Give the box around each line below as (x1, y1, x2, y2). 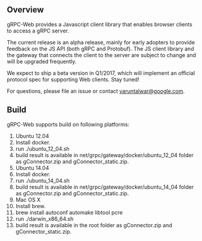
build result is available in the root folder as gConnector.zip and (15, 221, 173, 228)
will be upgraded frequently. (7, 58, 77, 65)
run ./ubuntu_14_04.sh (15, 177, 70, 184)
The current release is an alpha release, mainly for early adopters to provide (7, 38, 195, 46)
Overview (7, 5, 44, 15)
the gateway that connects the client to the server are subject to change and (7, 51, 197, 59)
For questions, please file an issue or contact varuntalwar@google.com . (7, 87, 185, 95)
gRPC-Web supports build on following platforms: (7, 120, 130, 128)
